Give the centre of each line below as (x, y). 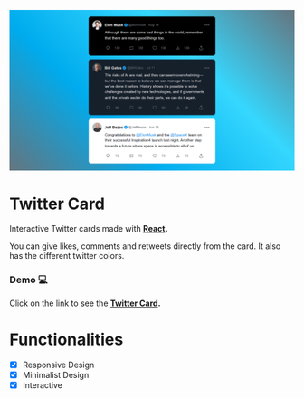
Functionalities (66, 339)
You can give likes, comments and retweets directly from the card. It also (145, 246)
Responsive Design (58, 365)
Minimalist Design (56, 374)
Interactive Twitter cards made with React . (89, 229)
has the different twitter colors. (67, 256)
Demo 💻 (28, 280)
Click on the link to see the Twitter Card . (85, 303)
